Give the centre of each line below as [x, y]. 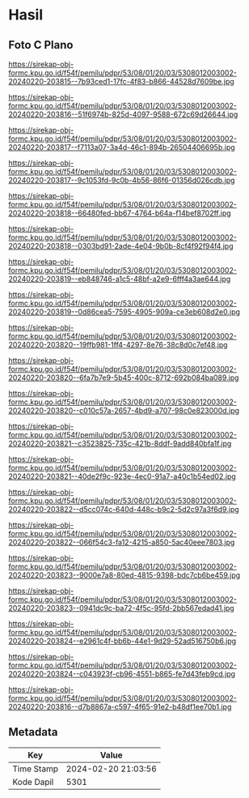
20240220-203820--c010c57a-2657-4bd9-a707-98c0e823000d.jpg [124, 410]
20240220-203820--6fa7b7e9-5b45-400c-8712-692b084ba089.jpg [124, 378]
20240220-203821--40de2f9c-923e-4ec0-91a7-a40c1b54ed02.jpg [122, 476]
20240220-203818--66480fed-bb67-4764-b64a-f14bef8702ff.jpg [120, 213]
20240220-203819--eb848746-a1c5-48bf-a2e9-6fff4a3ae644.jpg [120, 279]
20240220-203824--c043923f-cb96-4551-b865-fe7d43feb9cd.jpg [122, 674]
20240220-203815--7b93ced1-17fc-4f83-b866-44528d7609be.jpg [121, 81]
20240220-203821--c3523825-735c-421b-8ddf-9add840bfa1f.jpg [120, 444]
